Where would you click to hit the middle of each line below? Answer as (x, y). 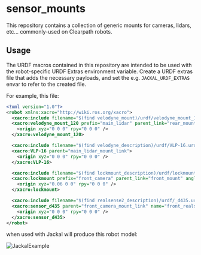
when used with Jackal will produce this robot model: (72, 234)
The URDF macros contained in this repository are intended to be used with (99, 65)
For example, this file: (33, 95)
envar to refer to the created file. (46, 84)
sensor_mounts (46, 9)
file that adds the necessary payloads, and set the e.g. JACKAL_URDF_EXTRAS (98, 77)
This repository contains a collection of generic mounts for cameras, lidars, (99, 25)
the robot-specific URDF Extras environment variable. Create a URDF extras (100, 71)
